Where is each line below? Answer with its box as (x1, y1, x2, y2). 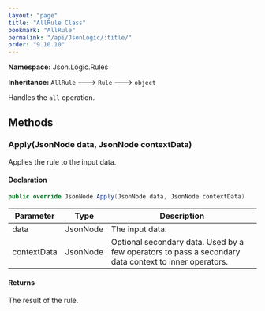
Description (159, 210, 205, 221)
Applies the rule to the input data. (8, 157, 117, 166)
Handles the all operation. (8, 93, 95, 102)
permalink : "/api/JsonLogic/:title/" (8, 33, 132, 42)
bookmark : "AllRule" (8, 26, 77, 34)
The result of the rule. (8, 296, 79, 305)
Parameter (14, 210, 55, 221)
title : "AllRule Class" (8, 19, 87, 27)
